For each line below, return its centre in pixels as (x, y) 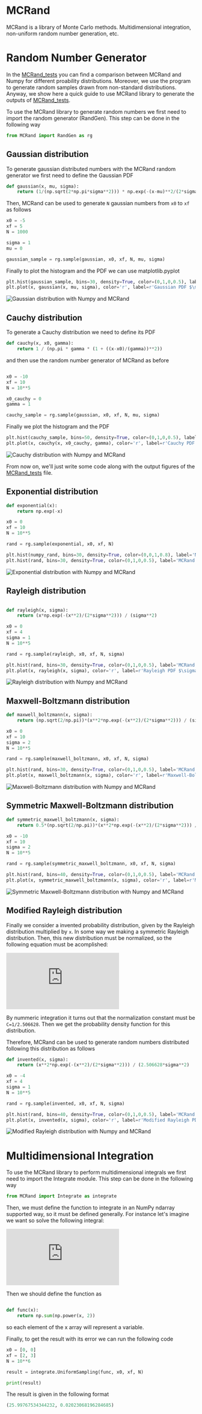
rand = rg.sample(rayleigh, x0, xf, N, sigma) (66, 654)
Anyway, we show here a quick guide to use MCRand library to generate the (100, 93)
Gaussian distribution (47, 154)
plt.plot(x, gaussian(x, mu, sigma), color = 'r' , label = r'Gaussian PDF (96, 287)
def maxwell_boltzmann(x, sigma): (50, 715)
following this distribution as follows (50, 1048)
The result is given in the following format (58, 1394)
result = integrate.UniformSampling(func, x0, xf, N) (75, 1372)
